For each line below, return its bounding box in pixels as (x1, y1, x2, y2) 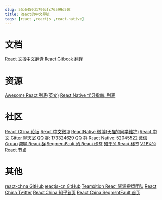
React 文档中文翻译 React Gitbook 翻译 (5, 56, 83, 62)
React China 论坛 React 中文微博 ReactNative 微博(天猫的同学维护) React (5, 129, 152, 135)
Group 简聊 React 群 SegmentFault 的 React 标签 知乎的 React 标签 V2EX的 (5, 141, 156, 147)
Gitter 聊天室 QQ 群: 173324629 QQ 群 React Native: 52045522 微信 (10, 135, 148, 141)
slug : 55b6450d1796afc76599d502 (5, 7, 71, 12)
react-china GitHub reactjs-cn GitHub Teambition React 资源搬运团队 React (5, 183, 157, 189)
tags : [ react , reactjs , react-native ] (5, 16, 84, 21)
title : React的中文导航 (5, 12, 50, 17)
